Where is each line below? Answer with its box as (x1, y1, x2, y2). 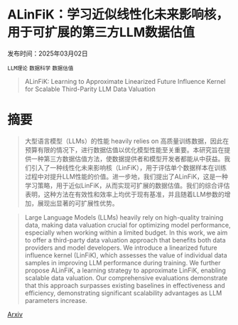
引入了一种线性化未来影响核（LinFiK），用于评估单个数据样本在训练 (31, 163, 227, 171)
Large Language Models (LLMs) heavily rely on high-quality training (24, 213, 224, 221)
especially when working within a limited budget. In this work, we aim (24, 228, 228, 237)
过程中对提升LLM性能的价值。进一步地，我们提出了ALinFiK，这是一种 (24, 172, 229, 181)
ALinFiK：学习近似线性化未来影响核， (7, 6, 229, 23)
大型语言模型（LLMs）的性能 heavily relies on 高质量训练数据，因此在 (24, 137, 229, 145)
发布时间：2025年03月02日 (7, 49, 89, 58)
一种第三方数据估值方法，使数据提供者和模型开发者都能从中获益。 (31, 154, 225, 163)
